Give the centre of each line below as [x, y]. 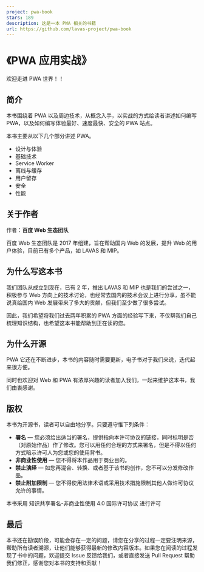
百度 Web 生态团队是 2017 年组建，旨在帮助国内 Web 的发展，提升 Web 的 [99, 243]
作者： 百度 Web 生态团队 [37, 230]
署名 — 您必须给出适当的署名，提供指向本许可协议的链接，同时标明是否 [104, 437]
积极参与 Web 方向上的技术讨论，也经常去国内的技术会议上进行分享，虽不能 [101, 295]
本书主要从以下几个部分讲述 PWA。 [50, 136]
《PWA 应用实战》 [49, 61]
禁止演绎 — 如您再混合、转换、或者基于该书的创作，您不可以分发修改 [102, 468]
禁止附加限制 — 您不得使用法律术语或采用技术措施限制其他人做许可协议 [104, 483]
